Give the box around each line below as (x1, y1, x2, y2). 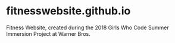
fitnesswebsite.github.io (6, 4, 131, 18)
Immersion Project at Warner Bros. (6, 30, 91, 37)
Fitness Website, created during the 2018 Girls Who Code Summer (6, 24, 169, 31)
